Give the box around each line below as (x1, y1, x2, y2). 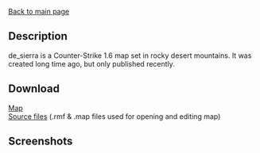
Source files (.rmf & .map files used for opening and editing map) (8, 111, 221, 121)
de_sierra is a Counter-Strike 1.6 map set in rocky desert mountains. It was (8, 51, 252, 60)
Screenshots (8, 135, 73, 148)
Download (8, 82, 60, 96)
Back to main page (8, 7, 70, 16)
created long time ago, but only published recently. (8, 59, 175, 68)
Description (8, 29, 68, 43)
